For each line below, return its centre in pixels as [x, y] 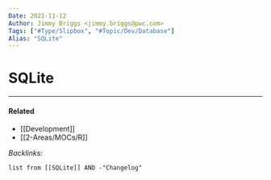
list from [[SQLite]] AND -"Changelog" [75, 168]
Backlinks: [25, 153]
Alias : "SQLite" [35, 38]
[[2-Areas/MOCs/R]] [54, 137]
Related [21, 111]
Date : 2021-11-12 [38, 16]
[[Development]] [47, 129]
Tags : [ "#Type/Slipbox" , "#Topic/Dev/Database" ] [92, 31]
